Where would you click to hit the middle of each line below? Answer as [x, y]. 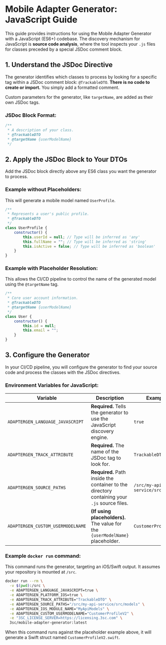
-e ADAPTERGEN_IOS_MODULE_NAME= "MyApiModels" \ [60, 609]
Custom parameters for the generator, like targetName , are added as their [79, 97]
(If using [101, 511]
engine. [100, 437]
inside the [102, 479]
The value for [106, 524]
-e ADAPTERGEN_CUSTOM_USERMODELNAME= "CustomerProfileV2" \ [72, 613]
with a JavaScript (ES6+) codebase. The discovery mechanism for [73, 39]
